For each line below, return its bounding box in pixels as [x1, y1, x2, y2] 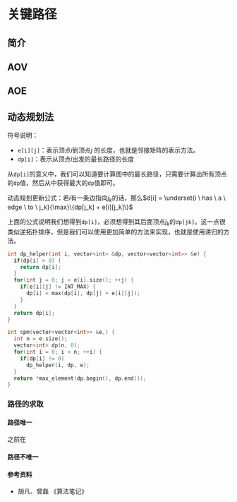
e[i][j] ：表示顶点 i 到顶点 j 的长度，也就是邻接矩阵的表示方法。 [17, 146, 200, 155]
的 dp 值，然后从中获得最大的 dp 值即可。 [7, 179, 119, 187]
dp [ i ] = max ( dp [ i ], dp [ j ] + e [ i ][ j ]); [25, 290, 140, 297]
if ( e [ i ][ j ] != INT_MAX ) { [20, 283, 97, 290]
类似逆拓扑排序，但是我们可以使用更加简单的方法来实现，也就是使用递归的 [7, 227, 224, 236]
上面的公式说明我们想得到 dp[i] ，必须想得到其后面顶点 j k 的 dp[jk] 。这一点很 [7, 217, 226, 227]
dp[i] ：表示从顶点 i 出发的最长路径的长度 [17, 155, 134, 163]
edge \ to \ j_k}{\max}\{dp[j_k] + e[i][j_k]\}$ [7, 203, 133, 211]
